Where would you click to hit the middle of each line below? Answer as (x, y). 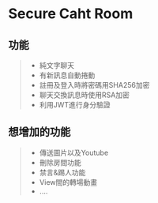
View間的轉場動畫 (68, 182)
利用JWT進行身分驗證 (75, 105)
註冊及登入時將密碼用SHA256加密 (94, 85)
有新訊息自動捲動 (67, 75)
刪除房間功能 (60, 162)
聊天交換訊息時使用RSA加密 (85, 95)
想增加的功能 (39, 132)
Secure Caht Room (71, 14)
